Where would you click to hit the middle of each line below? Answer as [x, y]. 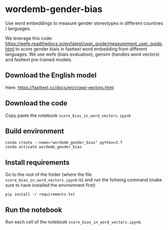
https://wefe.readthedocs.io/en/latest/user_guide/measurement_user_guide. [84, 43]
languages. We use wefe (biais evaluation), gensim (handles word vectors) [82, 54]
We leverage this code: [29, 38]
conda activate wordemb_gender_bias [44, 147]
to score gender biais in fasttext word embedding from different [81, 49]
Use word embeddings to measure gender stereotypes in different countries [84, 23]
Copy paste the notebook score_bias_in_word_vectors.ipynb [68, 115]
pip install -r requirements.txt [40, 194]
